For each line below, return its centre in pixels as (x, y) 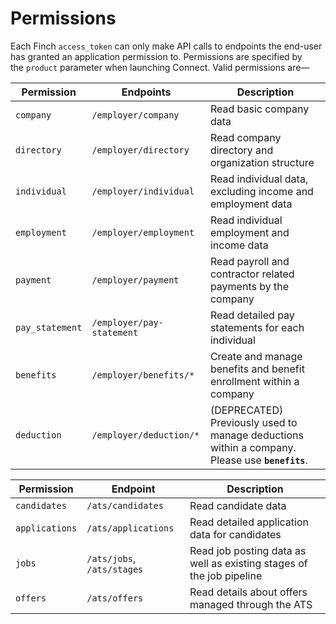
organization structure (262, 162)
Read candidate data (238, 505)
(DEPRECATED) (246, 410)
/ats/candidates (125, 505)
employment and (249, 232)
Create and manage (256, 356)
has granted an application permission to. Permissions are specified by (156, 56)
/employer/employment (143, 232)
